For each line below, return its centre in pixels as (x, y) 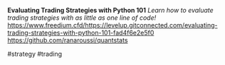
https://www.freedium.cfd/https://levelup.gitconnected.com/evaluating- (112, 25)
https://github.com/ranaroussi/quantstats (68, 40)
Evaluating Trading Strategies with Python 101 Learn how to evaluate (110, 10)
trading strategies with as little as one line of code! (82, 18)
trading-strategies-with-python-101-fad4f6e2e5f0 (81, 32)
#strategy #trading (35, 54)
